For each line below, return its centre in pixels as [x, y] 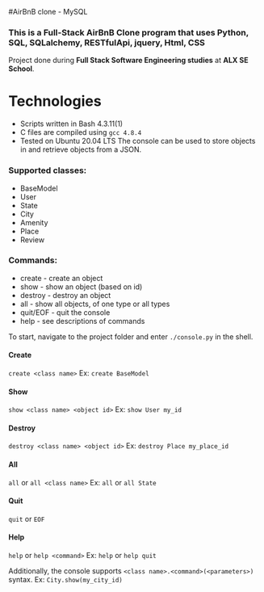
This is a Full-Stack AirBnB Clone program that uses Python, [128, 32]
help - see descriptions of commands [82, 321]
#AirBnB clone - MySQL [48, 12]
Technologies [55, 101]
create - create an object [61, 278]
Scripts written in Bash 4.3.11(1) [71, 124]
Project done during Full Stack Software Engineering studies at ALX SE [128, 61]
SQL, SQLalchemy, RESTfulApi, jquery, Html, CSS [107, 42]
